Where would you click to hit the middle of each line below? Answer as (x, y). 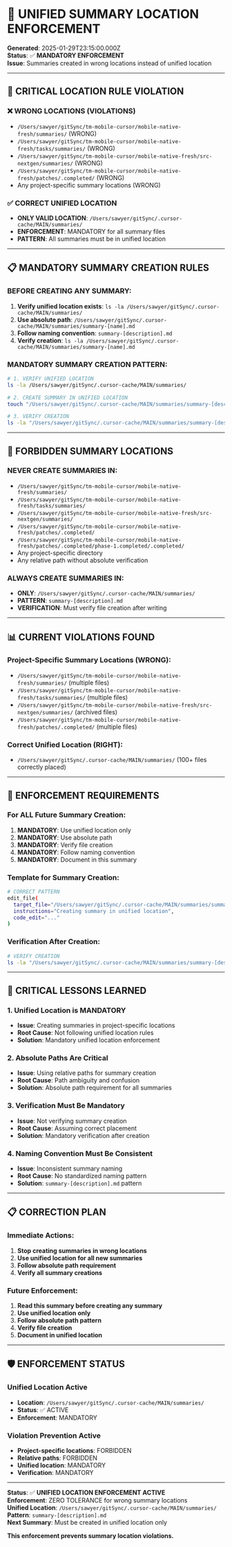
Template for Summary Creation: (63, 877)
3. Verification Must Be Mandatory (66, 1105)
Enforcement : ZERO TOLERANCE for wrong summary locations (97, 1500)
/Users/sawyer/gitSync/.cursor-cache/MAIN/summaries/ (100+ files (112, 760)
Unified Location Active (47, 1387)
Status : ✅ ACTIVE (43, 1410)
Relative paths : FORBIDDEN (57, 1458)
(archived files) (96, 712)
